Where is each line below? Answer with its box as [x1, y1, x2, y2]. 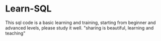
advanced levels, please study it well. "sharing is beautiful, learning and [5, 24, 154, 30]
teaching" [5, 30, 26, 36]
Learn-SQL [5, 3, 52, 14]
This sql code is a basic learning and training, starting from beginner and [5, 19, 156, 25]
